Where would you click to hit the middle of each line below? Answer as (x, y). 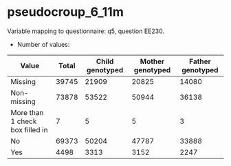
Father (200, 61)
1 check (24, 121)
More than (27, 112)
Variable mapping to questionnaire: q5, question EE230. (86, 31)
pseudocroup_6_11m (65, 12)
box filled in (29, 129)
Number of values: (43, 44)
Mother (152, 61)
